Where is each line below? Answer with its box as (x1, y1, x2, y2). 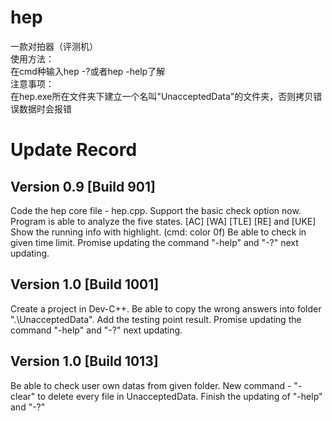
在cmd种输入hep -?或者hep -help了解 (10, 65, 166, 77)
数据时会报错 (18, 102, 72, 115)
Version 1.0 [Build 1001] (10, 276, 160, 293)
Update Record (10, 139, 138, 161)
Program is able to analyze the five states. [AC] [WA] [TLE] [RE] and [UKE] (10, 215, 317, 227)
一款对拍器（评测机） (10, 40, 98, 52)
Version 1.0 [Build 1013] (10, 353, 159, 370)
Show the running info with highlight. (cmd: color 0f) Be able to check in (10, 226, 307, 238)
